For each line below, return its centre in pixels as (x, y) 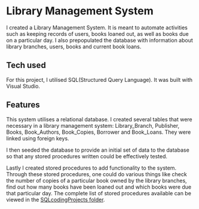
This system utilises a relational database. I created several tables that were (99, 119)
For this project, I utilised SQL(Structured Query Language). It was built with (99, 79)
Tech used (26, 65)
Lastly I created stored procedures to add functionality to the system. (91, 168)
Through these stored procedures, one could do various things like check (97, 174)
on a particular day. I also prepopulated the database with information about (99, 40)
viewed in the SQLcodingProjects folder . (56, 199)
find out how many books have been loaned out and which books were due (99, 187)
